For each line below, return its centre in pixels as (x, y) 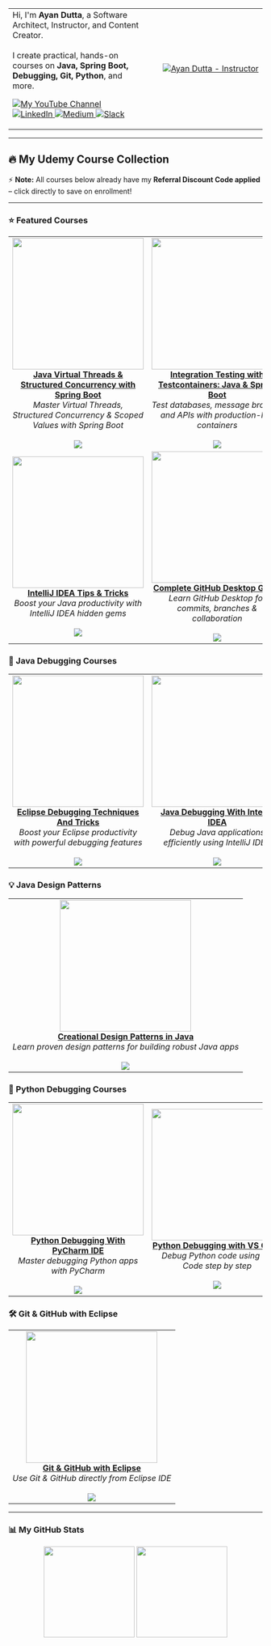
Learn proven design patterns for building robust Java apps (126, 1046)
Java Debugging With (203, 812)
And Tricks (78, 822)
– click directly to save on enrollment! (70, 191)
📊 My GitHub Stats (46, 1530)
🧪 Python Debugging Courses (68, 1089)
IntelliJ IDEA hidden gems (78, 613)
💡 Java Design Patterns (55, 885)
